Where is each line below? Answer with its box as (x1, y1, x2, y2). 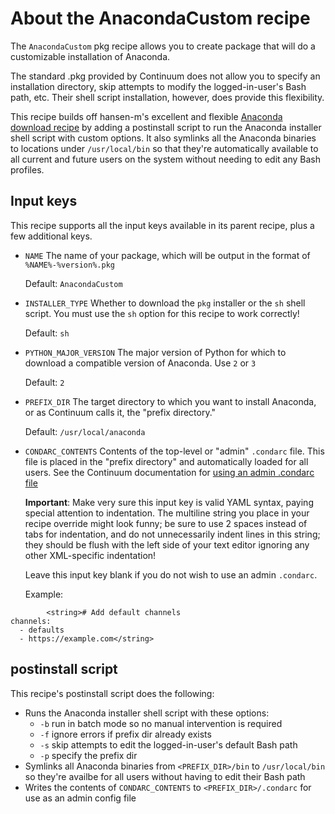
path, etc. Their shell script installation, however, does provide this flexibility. (10, 91, 325, 103)
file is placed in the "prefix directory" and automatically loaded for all (24, 455, 309, 467)
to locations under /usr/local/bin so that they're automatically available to (10, 142, 319, 154)
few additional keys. (10, 230, 93, 242)
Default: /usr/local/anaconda (24, 425, 146, 437)
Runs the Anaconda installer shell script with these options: (24, 707, 270, 719)
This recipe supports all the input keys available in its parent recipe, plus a (10, 219, 315, 231)
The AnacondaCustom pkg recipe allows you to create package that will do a (10, 40, 316, 52)
